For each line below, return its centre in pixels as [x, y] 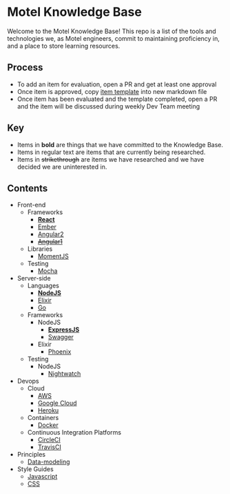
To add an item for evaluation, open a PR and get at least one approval [117, 84]
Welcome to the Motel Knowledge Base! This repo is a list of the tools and [112, 31]
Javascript [42, 477]
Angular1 [50, 242]
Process [25, 67]
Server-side [34, 278]
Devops [28, 381]
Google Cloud [57, 403]
